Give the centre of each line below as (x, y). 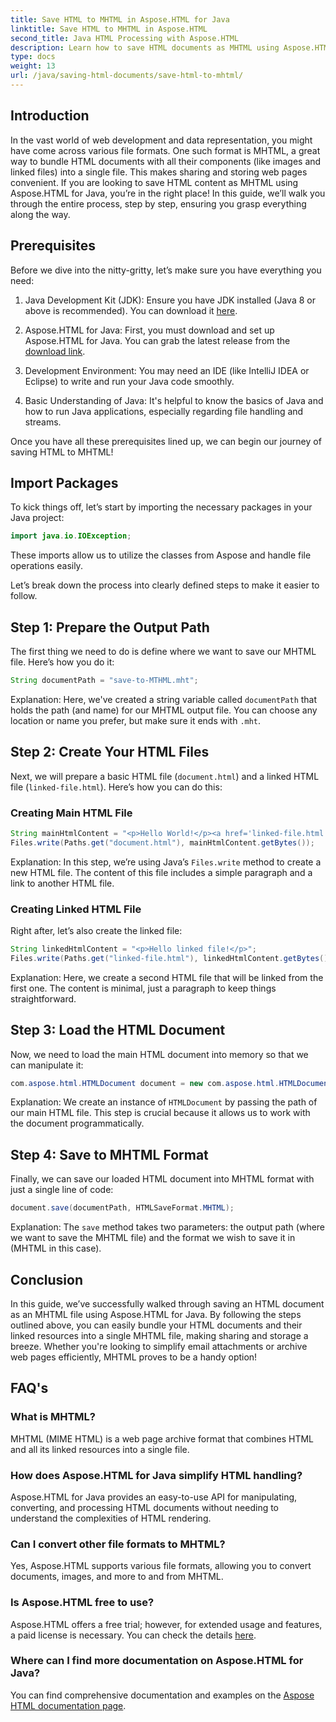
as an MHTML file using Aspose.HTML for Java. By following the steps (156, 1314)
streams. (43, 422)
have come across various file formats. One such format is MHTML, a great (165, 150)
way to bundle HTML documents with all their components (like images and (166, 161)
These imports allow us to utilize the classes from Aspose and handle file (161, 555)
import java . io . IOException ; (71, 536)
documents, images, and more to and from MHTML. (117, 1577)
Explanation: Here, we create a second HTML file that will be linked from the (167, 977)
